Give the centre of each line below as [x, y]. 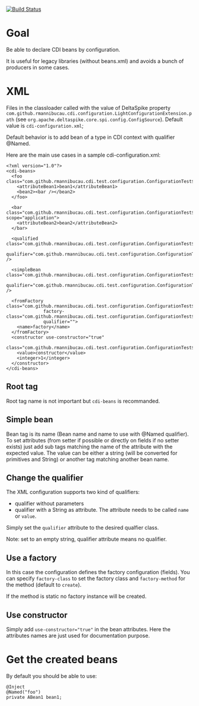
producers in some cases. [38, 67]
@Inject [16, 687]
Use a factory [32, 558]
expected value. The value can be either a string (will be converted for [92, 453]
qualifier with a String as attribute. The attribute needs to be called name [102, 510]
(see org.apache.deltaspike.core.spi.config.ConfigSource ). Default [99, 119]
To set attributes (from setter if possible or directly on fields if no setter [93, 440]
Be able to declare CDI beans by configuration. [63, 49]
